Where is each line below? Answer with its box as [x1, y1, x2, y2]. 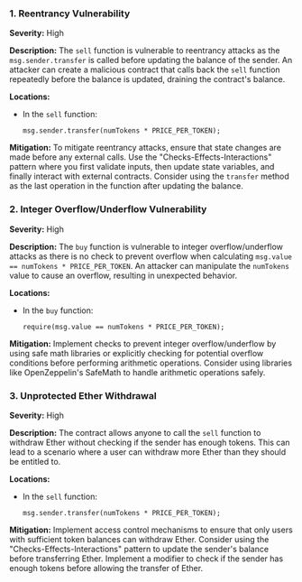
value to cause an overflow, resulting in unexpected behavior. [9, 270, 237, 281]
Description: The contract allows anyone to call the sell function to [9, 427, 261, 438]
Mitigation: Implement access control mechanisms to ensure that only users [9, 524, 293, 535]
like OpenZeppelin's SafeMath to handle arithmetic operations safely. [9, 366, 266, 377]
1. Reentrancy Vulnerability [9, 7, 131, 20]
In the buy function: [22, 305, 94, 316]
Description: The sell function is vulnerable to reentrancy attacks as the [9, 45, 281, 56]
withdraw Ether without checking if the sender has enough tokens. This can [9, 437, 290, 448]
